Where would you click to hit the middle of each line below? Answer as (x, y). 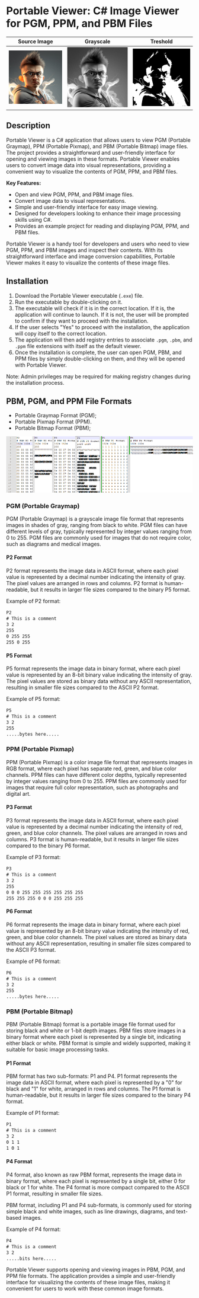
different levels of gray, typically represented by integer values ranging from (99, 531)
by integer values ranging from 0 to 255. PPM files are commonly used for (96, 781)
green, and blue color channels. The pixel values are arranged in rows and (97, 833)
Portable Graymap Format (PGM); (55, 416)
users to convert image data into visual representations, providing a (88, 165)
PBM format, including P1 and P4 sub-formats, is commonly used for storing (99, 1205)
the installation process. (35, 382)
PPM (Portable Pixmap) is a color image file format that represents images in (99, 762)
